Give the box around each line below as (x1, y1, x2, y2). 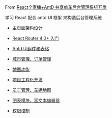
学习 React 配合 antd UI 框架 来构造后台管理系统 (5, 15, 102, 20)
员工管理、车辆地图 (12, 87, 52, 93)
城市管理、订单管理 (12, 56, 52, 62)
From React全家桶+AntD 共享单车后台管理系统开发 (5, 4, 107, 10)
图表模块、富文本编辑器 (12, 98, 60, 103)
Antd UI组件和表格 (12, 46, 49, 51)
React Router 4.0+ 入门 (12, 36, 59, 41)
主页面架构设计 (12, 25, 43, 31)
